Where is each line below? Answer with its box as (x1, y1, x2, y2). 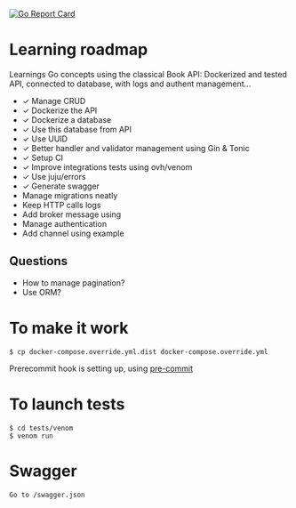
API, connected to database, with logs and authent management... (9, 78, 252, 89)
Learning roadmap (9, 40, 148, 60)
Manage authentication (21, 218, 108, 229)
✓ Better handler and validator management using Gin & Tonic (21, 142, 251, 153)
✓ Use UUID (21, 133, 68, 144)
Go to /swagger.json (9, 490, 86, 499)
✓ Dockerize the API (21, 105, 98, 116)
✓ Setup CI (21, 152, 64, 163)
